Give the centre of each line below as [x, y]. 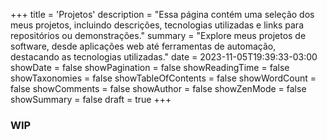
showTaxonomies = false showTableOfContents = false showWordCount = [163, 78]
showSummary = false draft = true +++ [91, 99]
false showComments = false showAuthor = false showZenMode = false [158, 88]
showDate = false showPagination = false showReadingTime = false [150, 67]
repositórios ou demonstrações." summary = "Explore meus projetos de [158, 35]
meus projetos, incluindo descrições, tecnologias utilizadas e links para [157, 25]
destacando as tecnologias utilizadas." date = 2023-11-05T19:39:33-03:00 [164, 57]
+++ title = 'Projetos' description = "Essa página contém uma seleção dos [162, 14]
